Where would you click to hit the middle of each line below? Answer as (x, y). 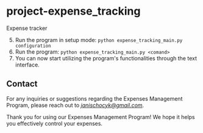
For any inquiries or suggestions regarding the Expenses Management (94, 98)
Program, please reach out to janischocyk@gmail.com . (75, 105)
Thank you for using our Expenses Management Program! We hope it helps (101, 117)
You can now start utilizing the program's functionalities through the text (106, 58)
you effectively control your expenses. (54, 123)
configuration (33, 46)
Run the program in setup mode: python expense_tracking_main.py (99, 40)
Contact (22, 84)
